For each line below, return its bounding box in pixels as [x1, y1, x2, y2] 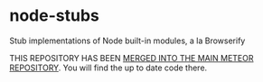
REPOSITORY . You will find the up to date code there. [9, 62, 208, 73]
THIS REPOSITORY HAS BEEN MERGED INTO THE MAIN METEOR [9, 52, 254, 63]
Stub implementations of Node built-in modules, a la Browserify [9, 35, 246, 46]
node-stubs [9, 5, 99, 26]
